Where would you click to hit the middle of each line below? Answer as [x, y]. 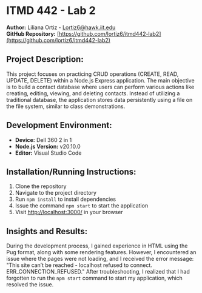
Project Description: [45, 59]
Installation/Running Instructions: [71, 171]
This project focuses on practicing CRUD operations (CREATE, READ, [93, 74]
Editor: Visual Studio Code [48, 153]
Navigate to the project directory [56, 193]
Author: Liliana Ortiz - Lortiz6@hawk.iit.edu [61, 27]
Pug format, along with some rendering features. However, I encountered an [101, 252]
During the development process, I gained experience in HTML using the [97, 246]
